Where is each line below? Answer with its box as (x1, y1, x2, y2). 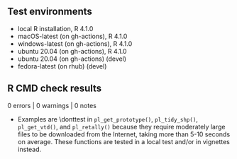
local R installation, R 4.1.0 (17, 24, 94, 33)
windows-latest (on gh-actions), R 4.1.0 (17, 39, 133, 48)
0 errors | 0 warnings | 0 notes (7, 101, 97, 110)
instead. (17, 145, 42, 153)
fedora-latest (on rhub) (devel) (17, 61, 107, 70)
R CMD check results (7, 83, 102, 95)
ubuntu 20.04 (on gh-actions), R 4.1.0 (17, 47, 127, 55)
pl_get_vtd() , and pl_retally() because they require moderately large (17, 122, 226, 131)
